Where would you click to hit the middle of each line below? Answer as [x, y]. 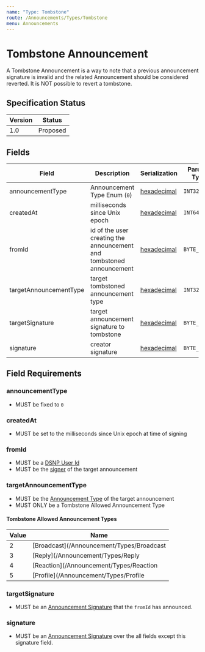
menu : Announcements [33, 23]
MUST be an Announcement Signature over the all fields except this [100, 636]
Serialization [159, 173]
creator [101, 344]
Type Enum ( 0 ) [111, 195]
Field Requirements [44, 374]
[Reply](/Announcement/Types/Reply [86, 555]
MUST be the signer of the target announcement [76, 470]
